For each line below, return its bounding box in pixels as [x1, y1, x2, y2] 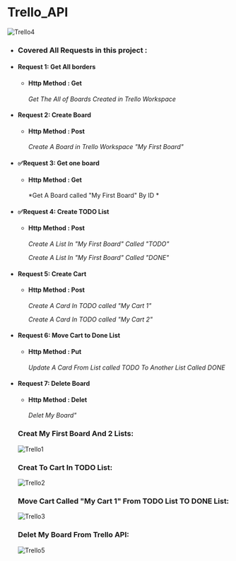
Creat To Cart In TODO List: [17, 462, 113, 472]
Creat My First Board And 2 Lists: [17, 429, 134, 439]
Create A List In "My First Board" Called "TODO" [28, 240, 170, 248]
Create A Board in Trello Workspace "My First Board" [28, 143, 184, 151]
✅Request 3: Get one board [17, 159, 100, 167]
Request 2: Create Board [17, 111, 92, 119]
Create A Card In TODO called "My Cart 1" [28, 301, 152, 309]
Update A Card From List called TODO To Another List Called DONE [28, 363, 225, 372]
